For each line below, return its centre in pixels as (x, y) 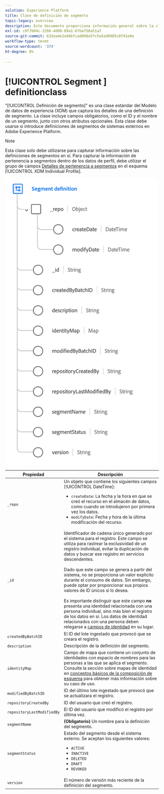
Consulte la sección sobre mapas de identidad (110, 668)
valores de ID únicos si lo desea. (96, 590)
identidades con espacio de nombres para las (110, 658)
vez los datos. (85, 512)
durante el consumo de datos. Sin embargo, (108, 580)
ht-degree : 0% (20, 51)
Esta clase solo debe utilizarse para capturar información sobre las (72, 151)
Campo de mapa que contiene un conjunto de (110, 653)
